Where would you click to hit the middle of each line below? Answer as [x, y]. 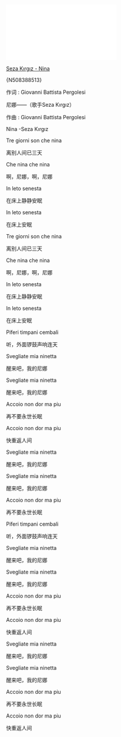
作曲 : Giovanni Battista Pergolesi [46, 117]
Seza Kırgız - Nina [28, 68]
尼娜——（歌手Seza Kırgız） [41, 105]
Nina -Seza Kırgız [27, 129]
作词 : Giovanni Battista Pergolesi [46, 92]
